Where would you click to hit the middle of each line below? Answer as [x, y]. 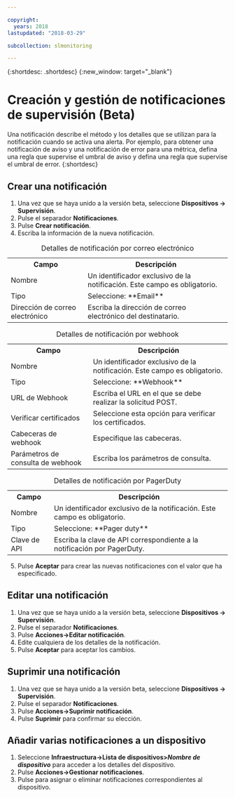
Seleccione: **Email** [126, 296]
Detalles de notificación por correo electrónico [117, 248]
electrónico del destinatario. [133, 316]
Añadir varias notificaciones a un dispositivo [107, 741]
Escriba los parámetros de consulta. [152, 458]
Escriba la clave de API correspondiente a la [126, 540]
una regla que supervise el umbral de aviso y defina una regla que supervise [117, 157]
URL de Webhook [40, 398]
